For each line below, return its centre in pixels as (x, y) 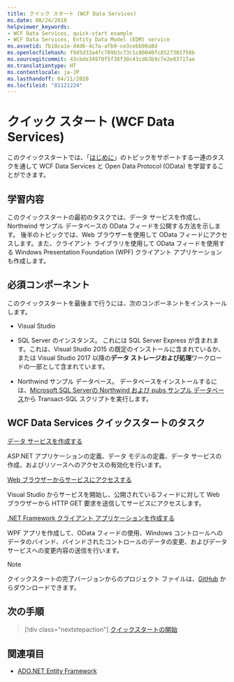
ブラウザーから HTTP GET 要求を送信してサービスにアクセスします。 (106, 503)
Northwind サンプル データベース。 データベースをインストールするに (117, 381)
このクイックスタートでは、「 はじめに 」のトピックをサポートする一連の (110, 157)
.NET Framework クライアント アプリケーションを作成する (91, 518)
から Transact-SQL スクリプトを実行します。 (88, 398)
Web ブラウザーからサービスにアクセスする (70, 479)
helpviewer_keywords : (39, 27)
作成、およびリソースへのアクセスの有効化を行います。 (86, 465)
